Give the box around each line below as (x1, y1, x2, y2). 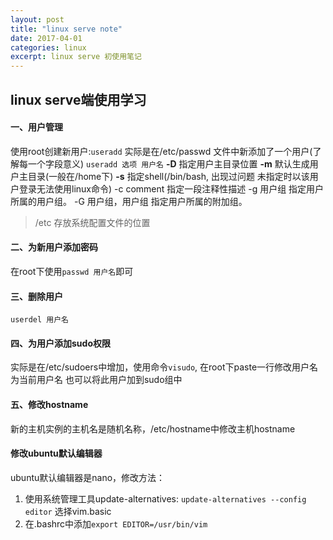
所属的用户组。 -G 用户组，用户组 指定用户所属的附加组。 (10, 195, 248, 207)
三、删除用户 (10, 290, 63, 302)
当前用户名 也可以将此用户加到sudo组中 (18, 374, 183, 386)
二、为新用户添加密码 (10, 241, 98, 253)
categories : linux (10, 42, 87, 53)
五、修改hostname (10, 398, 89, 410)
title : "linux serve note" (10, 24, 123, 34)
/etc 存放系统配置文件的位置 (34, 216, 151, 228)
